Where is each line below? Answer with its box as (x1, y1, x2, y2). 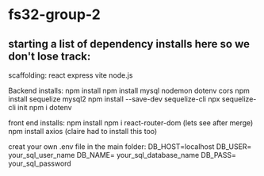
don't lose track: (8, 49, 91, 63)
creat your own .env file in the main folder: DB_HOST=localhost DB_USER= (8, 142, 252, 151)
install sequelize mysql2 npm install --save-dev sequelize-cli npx (8, 94, 220, 104)
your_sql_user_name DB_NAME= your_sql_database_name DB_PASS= (8, 151, 236, 159)
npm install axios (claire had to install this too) (8, 127, 158, 136)
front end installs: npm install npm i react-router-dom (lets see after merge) (8, 118, 254, 128)
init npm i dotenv (17, 103, 73, 112)
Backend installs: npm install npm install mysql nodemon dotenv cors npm (8, 86, 250, 95)
